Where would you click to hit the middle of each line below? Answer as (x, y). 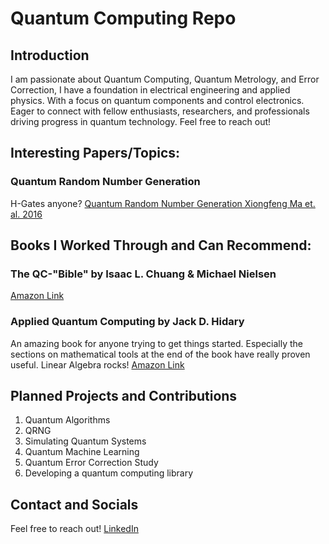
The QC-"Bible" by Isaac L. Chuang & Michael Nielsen (143, 274)
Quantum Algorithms (67, 420)
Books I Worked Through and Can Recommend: (161, 245)
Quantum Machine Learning (82, 452)
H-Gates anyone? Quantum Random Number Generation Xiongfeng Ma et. (163, 203)
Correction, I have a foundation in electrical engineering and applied (150, 90)
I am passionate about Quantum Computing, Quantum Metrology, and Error (165, 79)
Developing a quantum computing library (109, 473)
